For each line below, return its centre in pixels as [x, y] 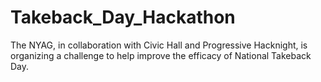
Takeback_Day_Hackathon [123, 17]
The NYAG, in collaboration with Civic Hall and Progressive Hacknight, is [159, 45]
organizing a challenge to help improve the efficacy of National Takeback [161, 55]
